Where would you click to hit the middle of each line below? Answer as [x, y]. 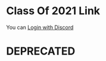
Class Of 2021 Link [53, 11]
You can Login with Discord [40, 27]
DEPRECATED [41, 51]
